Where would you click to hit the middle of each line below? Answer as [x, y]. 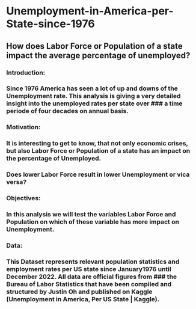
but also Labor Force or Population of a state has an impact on [98, 151]
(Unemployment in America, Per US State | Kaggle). [83, 299]
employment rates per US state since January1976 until [89, 269]
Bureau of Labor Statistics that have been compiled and [89, 284]
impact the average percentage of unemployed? [98, 55]
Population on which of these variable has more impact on [93, 222]
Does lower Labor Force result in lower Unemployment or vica [98, 174]
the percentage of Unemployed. [54, 159]
